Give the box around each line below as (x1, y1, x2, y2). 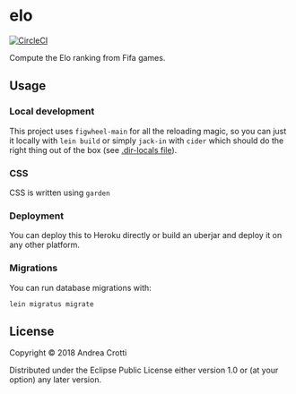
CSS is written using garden (9, 187, 110, 198)
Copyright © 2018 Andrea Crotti (9, 347, 127, 358)
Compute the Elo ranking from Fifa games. (9, 52, 166, 63)
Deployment (9, 210, 65, 222)
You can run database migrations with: (9, 282, 152, 293)
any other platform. (9, 239, 81, 251)
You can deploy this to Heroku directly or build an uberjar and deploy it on (9, 230, 283, 241)
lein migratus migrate (9, 299, 94, 309)
